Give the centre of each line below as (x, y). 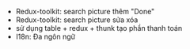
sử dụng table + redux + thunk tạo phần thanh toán (99, 28)
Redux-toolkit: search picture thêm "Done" (85, 11)
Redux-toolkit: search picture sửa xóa (77, 20)
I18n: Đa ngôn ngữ (46, 36)
